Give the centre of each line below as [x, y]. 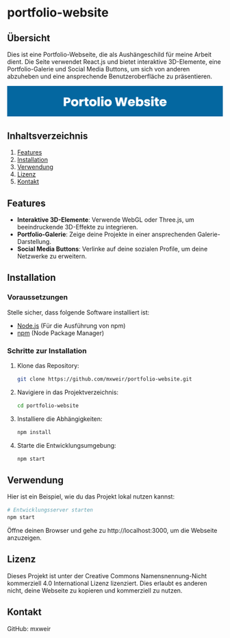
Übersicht [29, 38]
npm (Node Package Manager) [61, 333]
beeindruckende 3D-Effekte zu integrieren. [77, 227]
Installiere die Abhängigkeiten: [60, 419]
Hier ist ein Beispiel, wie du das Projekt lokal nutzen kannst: [91, 497]
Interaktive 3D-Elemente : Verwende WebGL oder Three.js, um [105, 219]
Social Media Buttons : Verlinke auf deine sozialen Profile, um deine [112, 249]
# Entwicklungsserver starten [50, 510]
